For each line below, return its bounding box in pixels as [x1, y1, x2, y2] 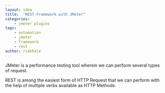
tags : [5, 26, 16, 31]
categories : [5, 16, 30, 21]
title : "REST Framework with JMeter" [5, 12, 85, 17]
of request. [5, 67, 28, 73]
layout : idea [5, 7, 32, 12]
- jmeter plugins [14, 21, 50, 26]
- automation [14, 30, 41, 35]
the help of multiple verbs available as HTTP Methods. [5, 82, 116, 88]
